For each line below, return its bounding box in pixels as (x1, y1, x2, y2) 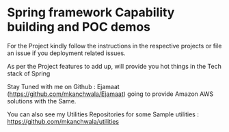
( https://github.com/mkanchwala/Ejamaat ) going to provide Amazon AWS (7, 90, 214, 98)
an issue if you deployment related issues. (7, 49, 126, 57)
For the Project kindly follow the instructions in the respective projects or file (7, 42, 222, 50)
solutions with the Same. (7, 97, 77, 105)
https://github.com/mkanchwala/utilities (7, 117, 120, 125)
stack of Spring (7, 69, 51, 78)
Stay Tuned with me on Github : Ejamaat (7, 82, 120, 90)
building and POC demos (7, 19, 151, 35)
